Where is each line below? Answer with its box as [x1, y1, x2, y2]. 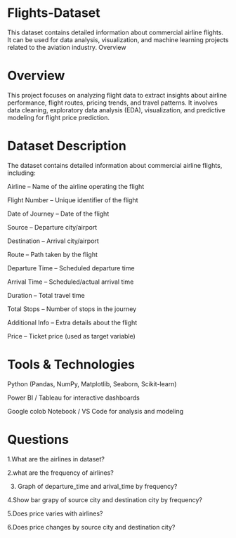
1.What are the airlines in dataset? [7, 454, 105, 463]
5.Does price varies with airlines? [7, 509, 103, 518]
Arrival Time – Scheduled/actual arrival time [7, 277, 134, 286]
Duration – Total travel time [7, 291, 86, 299]
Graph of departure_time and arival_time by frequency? [17, 482, 178, 490]
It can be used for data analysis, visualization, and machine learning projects [7, 35, 229, 44]
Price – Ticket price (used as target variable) [7, 332, 136, 340]
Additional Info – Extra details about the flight [7, 318, 138, 327]
